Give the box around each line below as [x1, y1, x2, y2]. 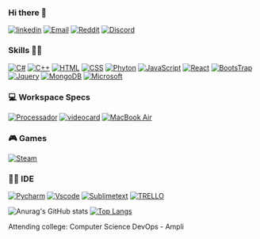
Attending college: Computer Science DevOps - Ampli [8, 222, 185, 232]
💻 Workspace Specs [8, 91, 91, 102]
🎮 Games [8, 132, 48, 143]
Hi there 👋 [8, 7, 48, 18]
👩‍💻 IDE [8, 173, 34, 184]
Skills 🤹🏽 [8, 45, 43, 56]
